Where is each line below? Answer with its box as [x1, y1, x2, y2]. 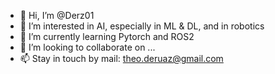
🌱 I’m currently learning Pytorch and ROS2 [19, 31, 195, 42]
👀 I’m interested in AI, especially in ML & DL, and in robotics [19, 20, 265, 32]
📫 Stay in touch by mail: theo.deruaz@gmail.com [19, 53, 224, 64]
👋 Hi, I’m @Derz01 [19, 10, 95, 21]
